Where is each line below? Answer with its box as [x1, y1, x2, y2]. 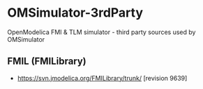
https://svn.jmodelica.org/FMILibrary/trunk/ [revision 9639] [17, 74, 188, 82]
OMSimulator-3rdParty [7, 5, 144, 21]
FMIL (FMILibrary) [7, 56, 87, 67]
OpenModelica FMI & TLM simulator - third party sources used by [7, 28, 196, 36]
